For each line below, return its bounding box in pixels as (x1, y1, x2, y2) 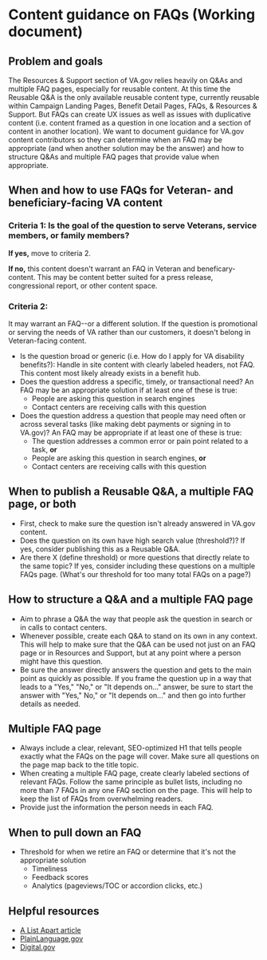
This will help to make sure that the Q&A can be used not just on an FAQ (19, 639, 256, 649)
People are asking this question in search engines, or (31, 453, 206, 463)
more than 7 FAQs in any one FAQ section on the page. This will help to (19, 786, 253, 795)
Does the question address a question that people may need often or (19, 410, 246, 420)
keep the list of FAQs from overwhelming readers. (19, 794, 183, 804)
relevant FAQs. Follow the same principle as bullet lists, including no (19, 777, 243, 787)
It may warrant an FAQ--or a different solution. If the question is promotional (8, 318, 257, 329)
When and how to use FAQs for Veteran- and (8, 184, 234, 197)
